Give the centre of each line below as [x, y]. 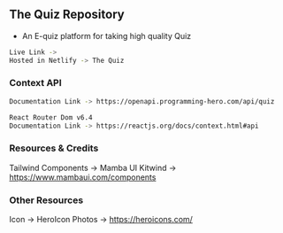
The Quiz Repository [67, 15]
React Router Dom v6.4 [51, 117]
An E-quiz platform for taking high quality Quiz [107, 35]
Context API [35, 83]
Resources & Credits [54, 148]
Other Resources [46, 200]
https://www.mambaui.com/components [83, 177]
